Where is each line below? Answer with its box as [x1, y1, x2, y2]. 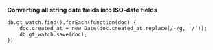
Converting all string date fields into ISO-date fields [7, 6, 158, 14]
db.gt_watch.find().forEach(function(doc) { [7, 19, 137, 26]
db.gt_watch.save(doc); [19, 31, 88, 38]
